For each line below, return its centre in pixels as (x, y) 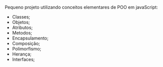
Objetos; (21, 22)
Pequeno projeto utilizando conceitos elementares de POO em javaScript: (81, 7)
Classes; (21, 17)
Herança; (22, 54)
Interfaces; (23, 59)
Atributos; (22, 27)
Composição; (26, 43)
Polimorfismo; (27, 49)
